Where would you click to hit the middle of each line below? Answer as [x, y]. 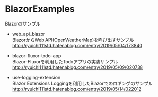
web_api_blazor [29, 34]
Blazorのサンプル [23, 23]
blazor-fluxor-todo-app [36, 55]
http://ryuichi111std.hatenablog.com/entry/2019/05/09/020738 [77, 67]
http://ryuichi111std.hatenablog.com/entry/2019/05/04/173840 [77, 45]
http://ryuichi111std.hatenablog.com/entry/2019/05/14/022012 [77, 89]
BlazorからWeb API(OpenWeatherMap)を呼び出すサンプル [73, 40]
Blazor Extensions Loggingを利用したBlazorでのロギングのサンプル [83, 83]
